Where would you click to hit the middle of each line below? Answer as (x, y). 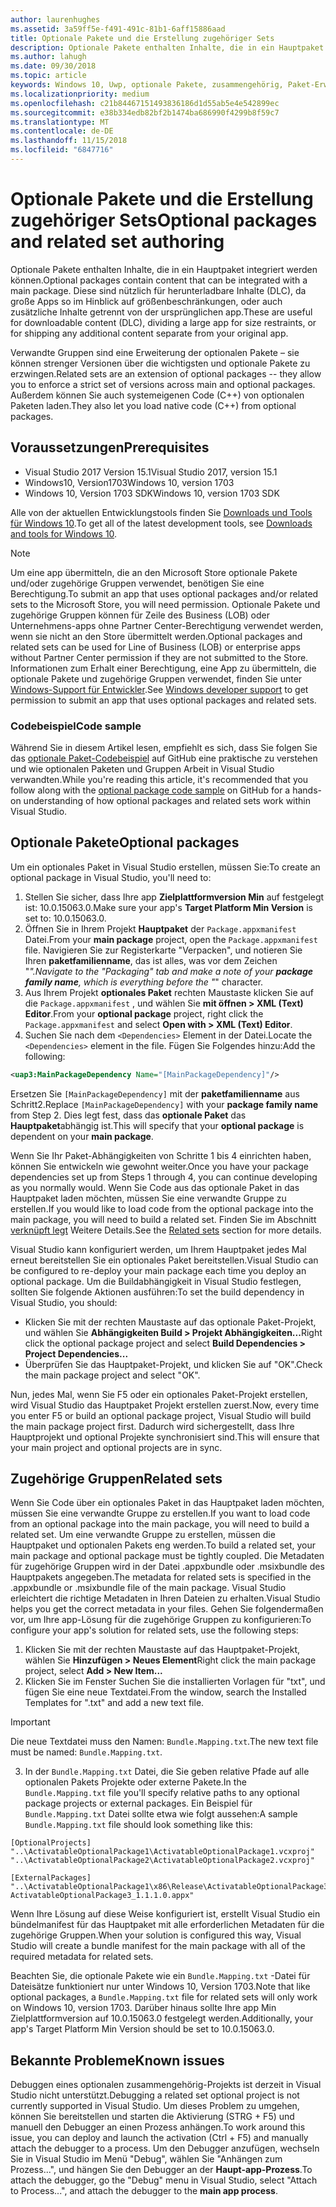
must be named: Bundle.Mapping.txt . (86, 1752)
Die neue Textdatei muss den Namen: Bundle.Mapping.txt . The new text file (164, 1742)
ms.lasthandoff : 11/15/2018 (69, 141)
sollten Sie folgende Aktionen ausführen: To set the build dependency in (157, 1292)
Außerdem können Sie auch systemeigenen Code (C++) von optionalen (157, 395)
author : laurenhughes (55, 19)
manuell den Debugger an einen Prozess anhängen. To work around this (158, 2127)
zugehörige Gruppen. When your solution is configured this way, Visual (156, 1935)
